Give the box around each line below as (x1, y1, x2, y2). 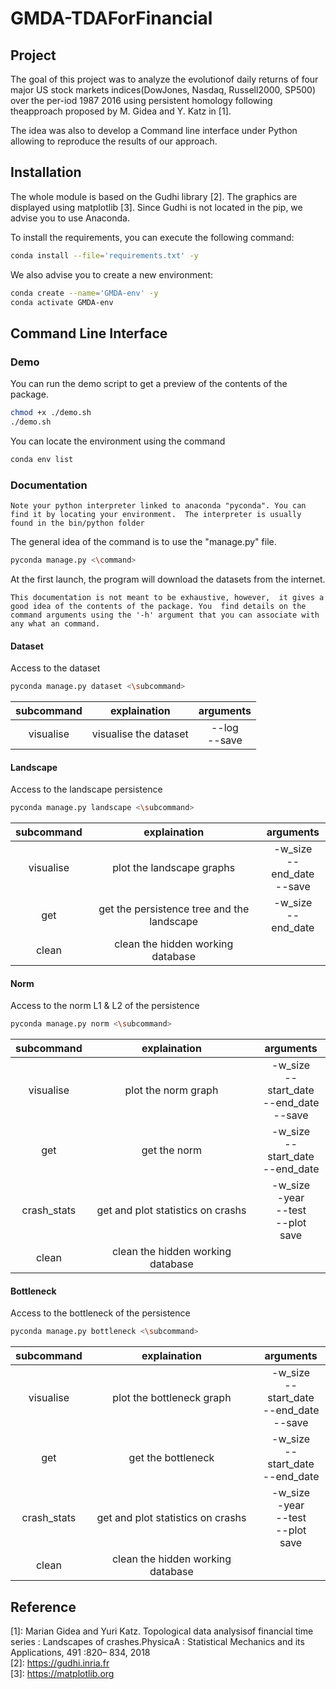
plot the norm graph (124, 1083, 219, 1097)
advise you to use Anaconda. (10, 212, 130, 224)
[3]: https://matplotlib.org (10, 1668, 115, 1680)
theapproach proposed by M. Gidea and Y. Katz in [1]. (10, 105, 232, 117)
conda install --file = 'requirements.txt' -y (10, 250, 199, 261)
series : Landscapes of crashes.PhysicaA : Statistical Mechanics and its (10, 1636, 305, 1648)
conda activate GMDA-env (10, 297, 114, 307)
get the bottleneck (128, 1451, 215, 1465)
